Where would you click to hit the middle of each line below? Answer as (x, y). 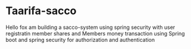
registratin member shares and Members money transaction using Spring (95, 33)
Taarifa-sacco (41, 11)
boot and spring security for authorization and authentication (80, 40)
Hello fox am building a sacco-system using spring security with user (90, 27)
